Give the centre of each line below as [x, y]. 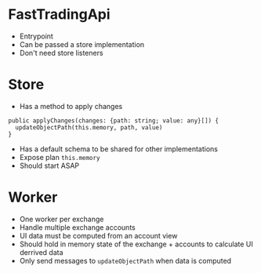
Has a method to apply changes [71, 106]
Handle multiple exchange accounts [77, 227]
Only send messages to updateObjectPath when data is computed [125, 260]
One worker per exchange [62, 219]
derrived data [42, 252]
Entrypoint [36, 36]
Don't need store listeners [61, 53]
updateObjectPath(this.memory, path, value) [89, 127]
